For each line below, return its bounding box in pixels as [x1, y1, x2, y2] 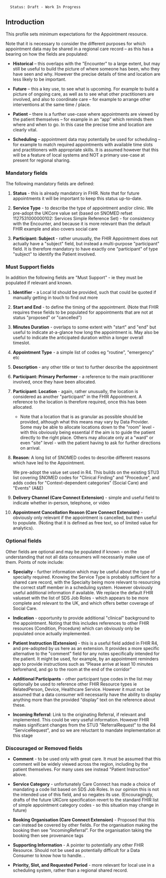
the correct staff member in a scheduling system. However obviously [12, 584, 153, 590]
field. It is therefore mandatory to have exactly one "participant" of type [12, 246, 158, 252]
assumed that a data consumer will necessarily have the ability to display [12, 691, 161, 697]
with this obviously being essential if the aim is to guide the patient [20, 429, 156, 435]
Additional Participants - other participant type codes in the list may [12, 676, 153, 682]
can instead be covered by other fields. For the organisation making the [12, 822, 158, 828]
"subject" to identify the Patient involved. [12, 251, 97, 257]
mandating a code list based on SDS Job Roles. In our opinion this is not [12, 786, 159, 792]
